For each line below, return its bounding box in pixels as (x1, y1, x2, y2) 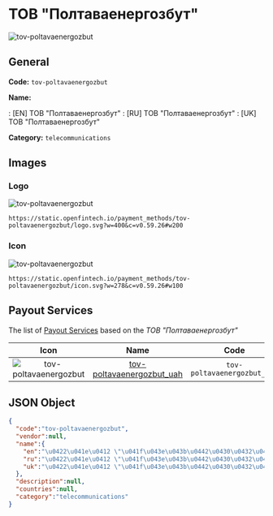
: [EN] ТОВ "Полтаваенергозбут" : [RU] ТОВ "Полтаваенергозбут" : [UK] (8, 108, 257, 118)
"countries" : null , (15, 485, 79, 493)
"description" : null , (15, 478, 85, 486)
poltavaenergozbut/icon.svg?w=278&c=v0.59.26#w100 (8, 282, 184, 290)
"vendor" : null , (15, 432, 67, 441)
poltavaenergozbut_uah (92, 368, 183, 380)
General (8, 55, 50, 69)
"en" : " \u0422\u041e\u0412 (23, 447, 111, 455)
